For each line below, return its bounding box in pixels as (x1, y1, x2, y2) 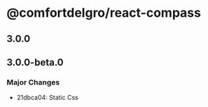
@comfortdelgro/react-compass (6, 5, 201, 21)
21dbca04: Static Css (16, 93, 78, 102)
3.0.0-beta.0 (6, 56, 64, 68)
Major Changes (6, 77, 60, 87)
